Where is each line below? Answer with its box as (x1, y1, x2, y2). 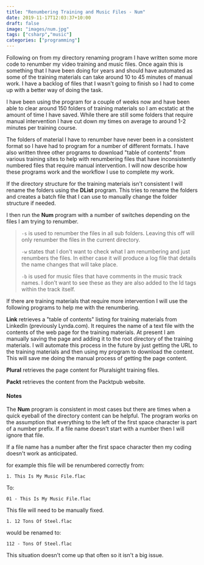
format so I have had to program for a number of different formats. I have (6, 143, 189, 149)
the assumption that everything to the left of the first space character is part (6, 419, 197, 426)
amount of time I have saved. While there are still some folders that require (6, 111, 194, 118)
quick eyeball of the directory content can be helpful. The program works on (6, 412, 198, 419)
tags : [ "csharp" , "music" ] (6, 32, 72, 38)
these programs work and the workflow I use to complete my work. (6, 168, 175, 176)
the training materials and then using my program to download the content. (6, 348, 194, 355)
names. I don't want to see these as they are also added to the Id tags (21, 279, 197, 286)
